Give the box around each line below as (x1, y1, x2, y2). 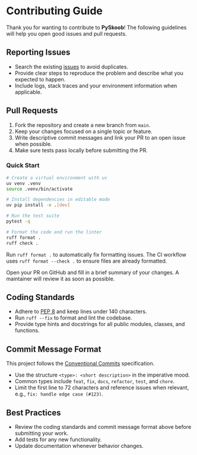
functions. (14, 327, 40, 334)
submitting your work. (14, 429, 69, 437)
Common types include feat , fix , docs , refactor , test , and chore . (14, 378, 175, 385)
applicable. (14, 88, 42, 96)
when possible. (14, 140, 52, 147)
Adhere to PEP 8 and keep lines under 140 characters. (14, 308, 147, 315)
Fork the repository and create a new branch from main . (14, 121, 151, 128)
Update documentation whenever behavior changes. (14, 443, 144, 450)
